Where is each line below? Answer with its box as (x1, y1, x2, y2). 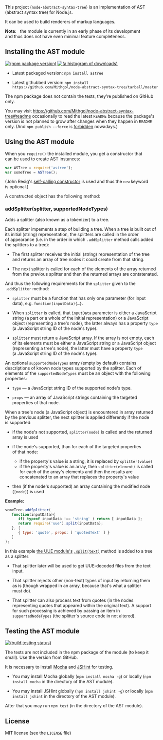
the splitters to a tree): (5, 241, 50, 247)
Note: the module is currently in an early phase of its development (5, 28, 141, 34)
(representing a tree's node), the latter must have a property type (12, 345, 143, 351)
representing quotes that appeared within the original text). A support (12, 602, 152, 608)
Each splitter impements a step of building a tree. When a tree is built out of (5, 226, 157, 232)
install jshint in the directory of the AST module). (12, 694, 116, 699)
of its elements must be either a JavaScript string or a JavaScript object (12, 340, 156, 346)
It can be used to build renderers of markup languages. (5, 19, 116, 24)
